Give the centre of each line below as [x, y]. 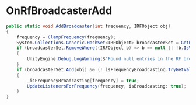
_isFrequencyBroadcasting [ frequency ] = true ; [83, 80]
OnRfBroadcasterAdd [59, 11]
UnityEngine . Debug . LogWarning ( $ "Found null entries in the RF [104, 59]
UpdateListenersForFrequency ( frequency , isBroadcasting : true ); [107, 86]
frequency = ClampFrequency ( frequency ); [66, 37]
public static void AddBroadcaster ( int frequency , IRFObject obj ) [88, 26]
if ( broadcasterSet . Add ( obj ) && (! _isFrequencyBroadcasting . [92, 69]
